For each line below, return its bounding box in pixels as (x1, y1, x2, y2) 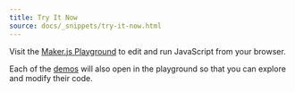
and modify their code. (9, 72, 94, 83)
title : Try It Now (9, 13, 78, 22)
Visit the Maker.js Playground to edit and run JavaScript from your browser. (9, 46, 286, 56)
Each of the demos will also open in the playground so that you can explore (9, 63, 286, 74)
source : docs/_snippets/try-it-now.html (9, 21, 163, 30)
